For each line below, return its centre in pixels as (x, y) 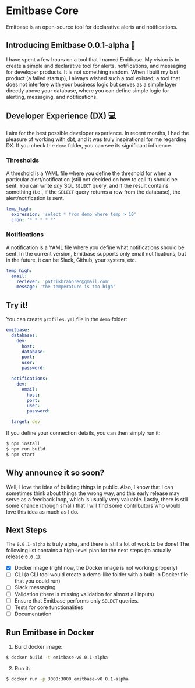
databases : (24, 335)
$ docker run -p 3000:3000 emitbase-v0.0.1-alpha (68, 679)
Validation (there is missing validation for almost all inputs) (84, 594)
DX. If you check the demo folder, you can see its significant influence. (89, 145)
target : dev (26, 422)
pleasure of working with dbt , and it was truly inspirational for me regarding (96, 139)
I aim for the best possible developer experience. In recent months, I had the (97, 133)
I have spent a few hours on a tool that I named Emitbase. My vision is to (93, 59)
